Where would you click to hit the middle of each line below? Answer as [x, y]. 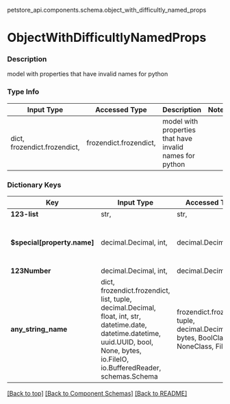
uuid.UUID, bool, [127, 342]
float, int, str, [121, 317]
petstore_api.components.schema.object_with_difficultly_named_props [107, 10]
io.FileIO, [115, 359]
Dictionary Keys [34, 185]
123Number [31, 271]
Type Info [23, 92]
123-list [25, 214]
